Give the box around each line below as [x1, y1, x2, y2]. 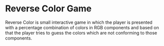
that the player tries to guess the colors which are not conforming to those [5, 30, 158, 36]
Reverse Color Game [5, 3, 92, 14]
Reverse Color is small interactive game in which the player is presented [5, 19, 153, 25]
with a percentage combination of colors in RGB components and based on [5, 24, 159, 30]
